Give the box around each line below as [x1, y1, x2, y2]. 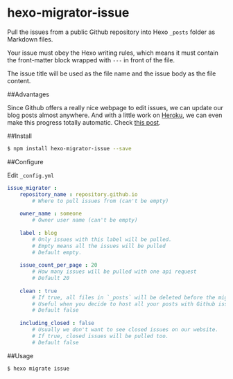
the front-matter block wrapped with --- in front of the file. [7, 55, 175, 64]
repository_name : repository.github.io [19, 191, 138, 198]
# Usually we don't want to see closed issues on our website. [32, 326, 218, 333]
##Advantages [7, 90, 50, 98]
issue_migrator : [7, 184, 58, 191]
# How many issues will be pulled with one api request [32, 268, 197, 275]
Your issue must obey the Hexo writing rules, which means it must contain [7, 49, 218, 57]
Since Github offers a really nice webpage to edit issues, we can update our [7, 103, 224, 112]
